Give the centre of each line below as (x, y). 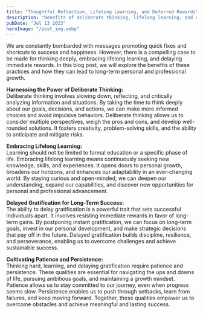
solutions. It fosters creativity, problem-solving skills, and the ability (113, 128)
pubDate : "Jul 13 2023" (36, 23)
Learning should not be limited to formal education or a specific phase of (97, 153)
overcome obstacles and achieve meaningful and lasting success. (88, 304)
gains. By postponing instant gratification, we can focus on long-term (105, 222)
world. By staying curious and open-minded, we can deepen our (86, 178)
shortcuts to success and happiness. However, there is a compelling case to (101, 53)
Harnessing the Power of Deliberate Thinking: (65, 90)
